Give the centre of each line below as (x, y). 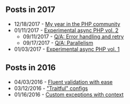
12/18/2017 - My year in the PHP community (67, 24)
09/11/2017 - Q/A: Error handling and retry (73, 36)
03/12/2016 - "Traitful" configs (51, 88)
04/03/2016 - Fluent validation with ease (63, 82)
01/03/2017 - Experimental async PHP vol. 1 (67, 49)
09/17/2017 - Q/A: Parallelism (58, 43)
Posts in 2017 (30, 10)
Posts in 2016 (31, 68)
